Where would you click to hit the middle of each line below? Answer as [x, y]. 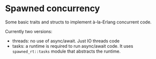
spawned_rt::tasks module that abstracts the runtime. [66, 51]
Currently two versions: [29, 31]
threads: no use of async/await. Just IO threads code [66, 41]
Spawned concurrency [52, 9]
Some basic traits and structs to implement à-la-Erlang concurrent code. [78, 22]
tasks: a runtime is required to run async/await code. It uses [73, 46]
